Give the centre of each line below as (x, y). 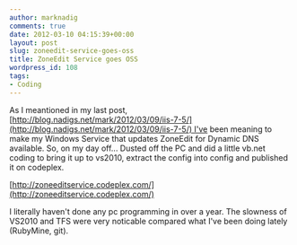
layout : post (34, 43)
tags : (19, 76)
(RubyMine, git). (39, 231)
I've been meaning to (233, 129)
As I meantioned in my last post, (69, 109)
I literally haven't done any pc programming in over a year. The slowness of (148, 211)
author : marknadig (44, 17)
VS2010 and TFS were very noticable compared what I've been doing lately (148, 221)
